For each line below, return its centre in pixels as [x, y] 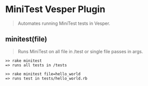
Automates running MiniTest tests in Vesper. [64, 23]
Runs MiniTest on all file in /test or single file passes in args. [80, 51]
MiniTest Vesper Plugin [55, 9]
